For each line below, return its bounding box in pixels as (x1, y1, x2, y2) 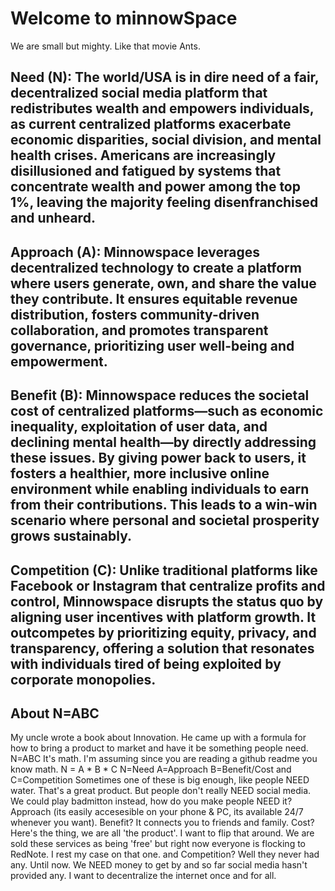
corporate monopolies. (10, 671, 157, 688)
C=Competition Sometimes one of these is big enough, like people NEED (10, 774, 310, 786)
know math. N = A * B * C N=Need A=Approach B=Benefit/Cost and (10, 763, 292, 776)
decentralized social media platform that (10, 85, 268, 102)
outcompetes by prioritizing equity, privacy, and (10, 624, 317, 641)
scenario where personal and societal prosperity (10, 512, 320, 529)
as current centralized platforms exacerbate (10, 116, 292, 133)
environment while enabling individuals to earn (10, 481, 310, 498)
